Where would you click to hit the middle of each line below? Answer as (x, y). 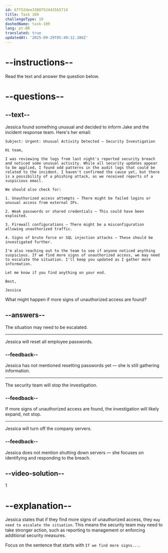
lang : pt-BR (17, 28)
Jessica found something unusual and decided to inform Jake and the (77, 127)
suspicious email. (24, 180)
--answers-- (25, 315)
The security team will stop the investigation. (51, 385)
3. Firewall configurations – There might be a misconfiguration (74, 224)
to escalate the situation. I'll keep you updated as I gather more (78, 259)
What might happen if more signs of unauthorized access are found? (76, 299)
